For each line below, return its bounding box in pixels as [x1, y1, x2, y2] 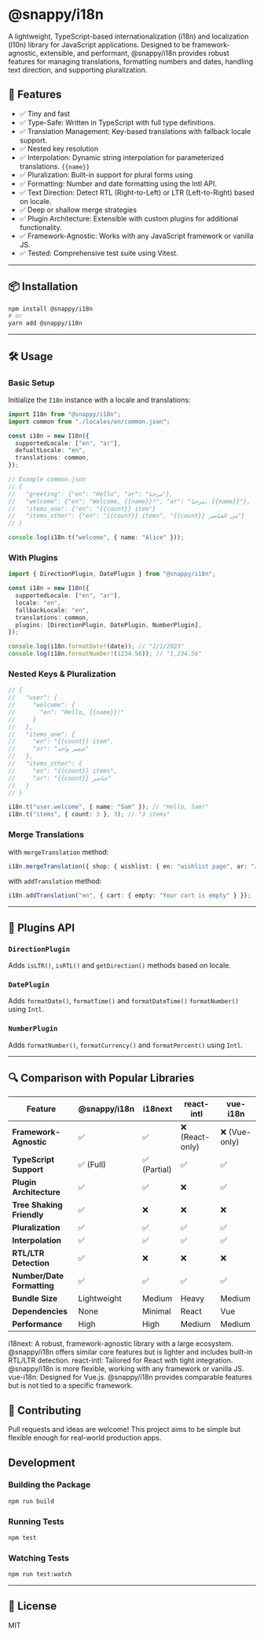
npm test [8, 1534, 37, 1542]
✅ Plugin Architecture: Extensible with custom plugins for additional [19, 214, 239, 223]
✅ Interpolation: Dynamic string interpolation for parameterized [19, 152, 224, 162]
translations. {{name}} [19, 162, 90, 171]
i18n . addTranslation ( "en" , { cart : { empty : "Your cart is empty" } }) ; [8, 892, 251, 900]
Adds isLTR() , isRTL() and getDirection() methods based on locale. [8, 960, 232, 970]
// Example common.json [8, 475, 86, 483]
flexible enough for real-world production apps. [8, 1433, 162, 1443]
